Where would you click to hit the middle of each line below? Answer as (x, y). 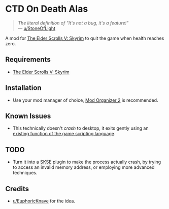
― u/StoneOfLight (37, 28)
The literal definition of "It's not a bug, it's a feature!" (73, 23)
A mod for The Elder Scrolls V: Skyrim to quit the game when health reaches (85, 38)
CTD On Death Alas (47, 9)
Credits (17, 189)
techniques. (25, 173)
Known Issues (28, 116)
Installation (23, 88)
